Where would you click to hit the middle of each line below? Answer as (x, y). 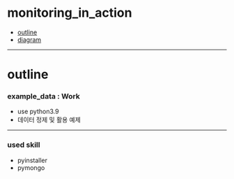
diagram (29, 39)
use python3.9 (38, 112)
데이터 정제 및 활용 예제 (49, 120)
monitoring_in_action (70, 13)
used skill (24, 145)
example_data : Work (44, 96)
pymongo (31, 167)
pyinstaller (32, 160)
